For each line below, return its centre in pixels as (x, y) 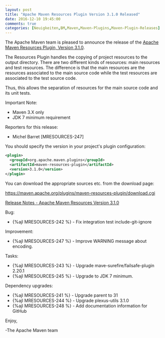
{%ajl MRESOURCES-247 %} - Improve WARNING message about (79, 241)
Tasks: (12, 256)
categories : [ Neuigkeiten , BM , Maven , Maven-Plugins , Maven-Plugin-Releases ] (83, 28)
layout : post (19, 10)
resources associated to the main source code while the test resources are (81, 73)
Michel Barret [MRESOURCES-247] (48, 137)
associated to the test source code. (41, 78)
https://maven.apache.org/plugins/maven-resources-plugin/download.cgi (80, 193)
